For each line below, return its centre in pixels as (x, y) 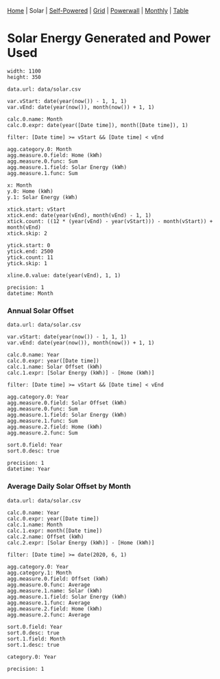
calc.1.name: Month (35, 525)
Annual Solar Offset (40, 310)
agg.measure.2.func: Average (49, 614)
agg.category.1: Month (39, 573)
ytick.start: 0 (29, 245)
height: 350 (24, 77)
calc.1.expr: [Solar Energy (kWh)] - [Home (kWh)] (81, 373)
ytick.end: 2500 (30, 251)
